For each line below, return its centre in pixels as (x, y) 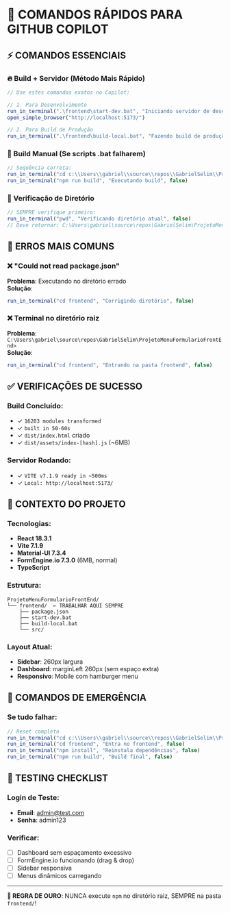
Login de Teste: (33, 798)
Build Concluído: (35, 406)
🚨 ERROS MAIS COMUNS (61, 247)
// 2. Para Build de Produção (50, 130)
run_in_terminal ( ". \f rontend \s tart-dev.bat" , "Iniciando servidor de (108, 111)
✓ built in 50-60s (43, 428)
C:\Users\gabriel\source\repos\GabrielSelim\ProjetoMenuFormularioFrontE (115, 340)
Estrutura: (24, 586)
